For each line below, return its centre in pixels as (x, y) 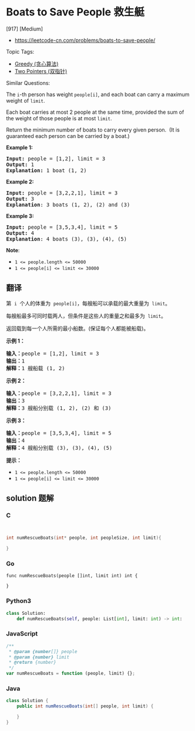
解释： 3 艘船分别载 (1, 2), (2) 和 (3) (59, 408)
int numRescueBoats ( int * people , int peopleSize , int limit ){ (84, 538)
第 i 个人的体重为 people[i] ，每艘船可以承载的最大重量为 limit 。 (88, 303)
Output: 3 (20, 199)
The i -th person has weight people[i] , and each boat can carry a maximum (98, 94)
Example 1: (20, 147)
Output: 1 (20, 164)
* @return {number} (33, 663)
